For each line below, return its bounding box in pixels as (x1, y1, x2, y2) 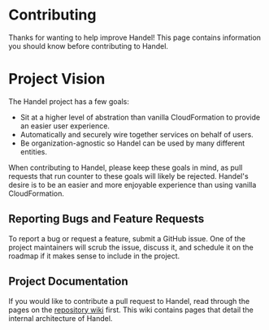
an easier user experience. (20, 120, 110, 131)
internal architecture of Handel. (8, 313, 113, 323)
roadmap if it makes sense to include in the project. (8, 250, 180, 261)
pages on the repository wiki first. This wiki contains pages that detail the (8, 305, 254, 315)
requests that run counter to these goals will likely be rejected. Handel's (8, 171, 249, 180)
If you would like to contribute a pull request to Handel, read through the (8, 296, 250, 306)
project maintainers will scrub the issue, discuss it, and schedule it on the (8, 242, 254, 252)
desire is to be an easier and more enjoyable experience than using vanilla (8, 180, 257, 189)
